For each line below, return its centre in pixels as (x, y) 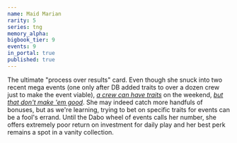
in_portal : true (31, 54)
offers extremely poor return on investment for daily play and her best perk (116, 125)
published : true (31, 60)
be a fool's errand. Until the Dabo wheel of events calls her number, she (112, 117)
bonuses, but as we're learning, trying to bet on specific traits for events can (118, 109)
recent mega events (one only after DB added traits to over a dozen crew (114, 87)
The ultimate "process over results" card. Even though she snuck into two (115, 80)
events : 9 (22, 46)
